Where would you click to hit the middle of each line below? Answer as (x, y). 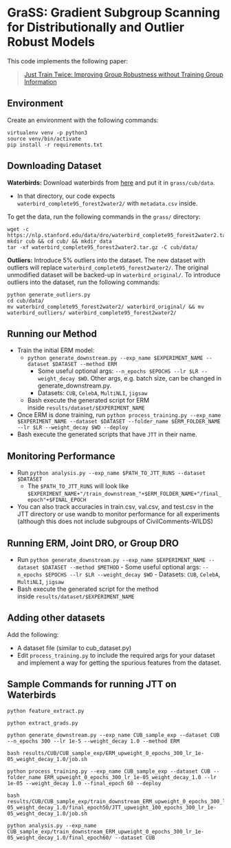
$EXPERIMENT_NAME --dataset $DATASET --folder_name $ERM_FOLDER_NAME (119, 422)
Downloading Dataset (54, 166)
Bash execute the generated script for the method (88, 589)
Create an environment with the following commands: (83, 120)
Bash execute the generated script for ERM (88, 401)
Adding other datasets (56, 618)
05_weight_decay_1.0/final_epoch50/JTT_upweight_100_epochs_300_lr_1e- (112, 807)
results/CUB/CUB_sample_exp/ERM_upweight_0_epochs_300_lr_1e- (113, 753)
